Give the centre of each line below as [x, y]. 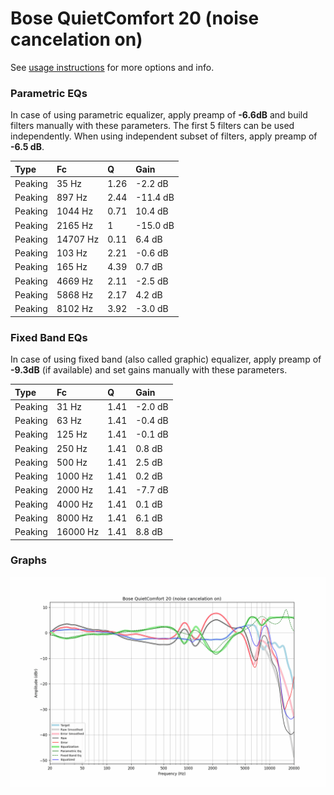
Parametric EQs [49, 93]
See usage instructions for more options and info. [112, 67]
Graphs [28, 560]
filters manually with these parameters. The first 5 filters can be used [152, 126]
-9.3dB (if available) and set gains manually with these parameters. [149, 370]
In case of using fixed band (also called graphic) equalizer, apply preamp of [166, 359]
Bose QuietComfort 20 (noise [135, 18]
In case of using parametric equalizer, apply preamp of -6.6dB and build [159, 115]
